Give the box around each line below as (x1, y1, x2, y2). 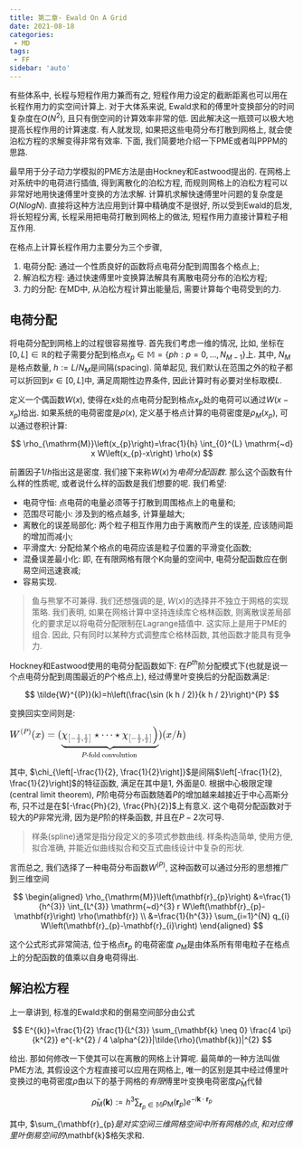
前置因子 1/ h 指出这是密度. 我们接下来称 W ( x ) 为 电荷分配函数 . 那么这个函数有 (9, 466, 285, 477)
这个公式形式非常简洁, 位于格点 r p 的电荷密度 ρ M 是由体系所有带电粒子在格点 (9, 939, 290, 952)
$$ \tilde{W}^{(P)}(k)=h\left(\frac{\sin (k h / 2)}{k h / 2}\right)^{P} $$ (24, 689, 279, 701)
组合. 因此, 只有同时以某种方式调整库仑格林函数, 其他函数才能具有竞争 (31, 629, 291, 640)
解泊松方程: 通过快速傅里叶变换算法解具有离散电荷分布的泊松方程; (22, 272, 268, 283)
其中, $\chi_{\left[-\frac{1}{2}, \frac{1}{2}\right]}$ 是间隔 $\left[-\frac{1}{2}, (9, 767, 283, 777)
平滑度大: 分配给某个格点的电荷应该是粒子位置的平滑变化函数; (22, 542, 251, 552)
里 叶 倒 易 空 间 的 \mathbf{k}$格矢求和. (9, 1130, 145, 1141)
